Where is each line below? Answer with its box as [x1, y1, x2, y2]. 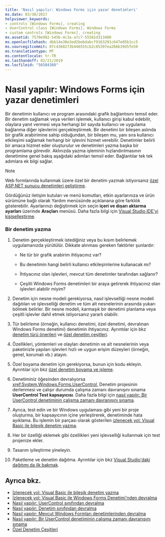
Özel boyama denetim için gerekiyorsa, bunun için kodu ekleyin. [12, 361, 142, 367]
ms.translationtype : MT [5, 49, 54, 54]
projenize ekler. [12, 437, 44, 444]
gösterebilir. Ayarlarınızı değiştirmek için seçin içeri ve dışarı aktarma [5, 203, 147, 209]
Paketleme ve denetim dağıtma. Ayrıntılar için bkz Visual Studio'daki [12, 457, 151, 463]
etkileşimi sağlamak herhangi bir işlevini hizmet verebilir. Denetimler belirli [5, 137, 155, 143]
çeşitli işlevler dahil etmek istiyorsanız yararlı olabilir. [12, 311, 119, 317]
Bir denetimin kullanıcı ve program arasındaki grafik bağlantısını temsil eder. [5, 111, 159, 117]
